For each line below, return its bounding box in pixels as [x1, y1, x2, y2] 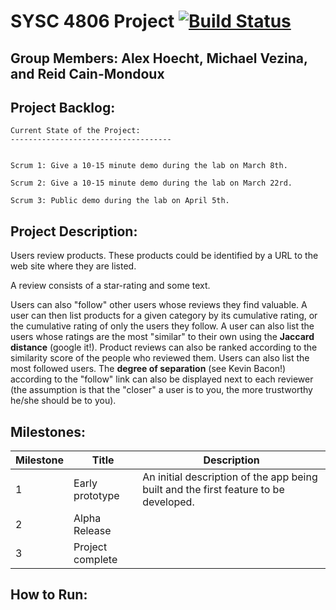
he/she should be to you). [10, 395, 117, 407]
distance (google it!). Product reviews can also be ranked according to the [10, 341, 318, 354]
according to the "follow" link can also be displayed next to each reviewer [10, 373, 314, 385]
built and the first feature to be [142, 483, 285, 497]
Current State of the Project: [10, 126, 141, 136]
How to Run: [10, 586, 88, 604]
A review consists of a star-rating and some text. [10, 280, 211, 292]
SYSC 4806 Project [10, 10, 175, 33]
